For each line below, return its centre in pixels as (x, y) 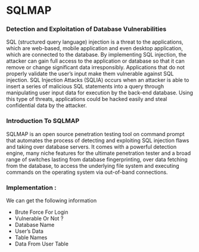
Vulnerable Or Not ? (39, 219)
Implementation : (31, 188)
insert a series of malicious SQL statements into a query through (85, 87)
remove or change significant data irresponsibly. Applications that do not (95, 67)
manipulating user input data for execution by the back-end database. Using (100, 93)
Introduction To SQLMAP (43, 121)
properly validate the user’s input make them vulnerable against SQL (90, 74)
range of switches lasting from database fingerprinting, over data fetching (97, 159)
